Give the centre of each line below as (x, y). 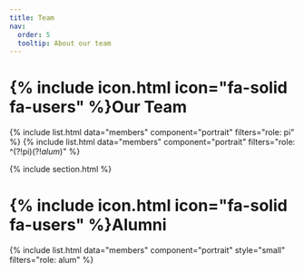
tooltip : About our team (64, 43)
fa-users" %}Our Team (98, 107)
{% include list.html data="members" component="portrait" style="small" (147, 250)
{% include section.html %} (61, 170)
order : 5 (34, 34)
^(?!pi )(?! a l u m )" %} (45, 151)
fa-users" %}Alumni (88, 225)
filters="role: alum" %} (52, 260)
